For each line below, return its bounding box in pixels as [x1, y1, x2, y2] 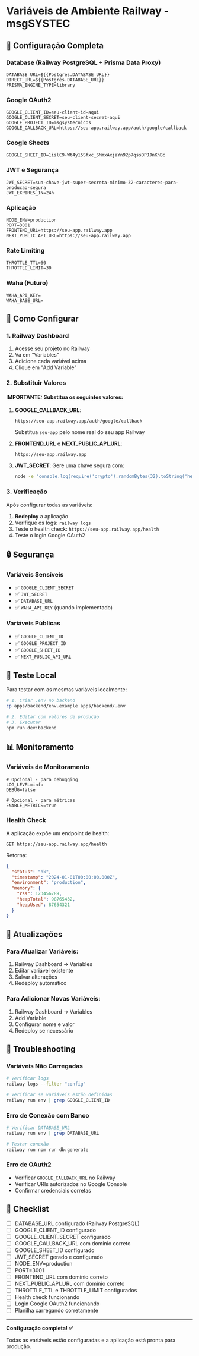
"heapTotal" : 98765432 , [17, 896, 76, 902]
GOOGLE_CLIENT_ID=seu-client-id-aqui [6, 109, 99, 115]
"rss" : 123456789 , [17, 891, 62, 897]
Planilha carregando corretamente [14, 1307, 99, 1314]
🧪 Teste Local [6, 671, 57, 681]
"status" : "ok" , [11, 869, 52, 874]
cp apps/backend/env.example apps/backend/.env [6, 703, 126, 709]
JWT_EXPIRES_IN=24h [6, 190, 54, 196]
